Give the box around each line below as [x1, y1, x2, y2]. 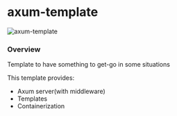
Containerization [17, 102, 65, 110]
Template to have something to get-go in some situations [7, 60, 170, 69]
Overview [7, 44, 41, 54]
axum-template [7, 4, 99, 20]
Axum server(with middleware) [17, 88, 106, 96]
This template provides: [7, 74, 75, 82]
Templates [17, 94, 47, 103]
